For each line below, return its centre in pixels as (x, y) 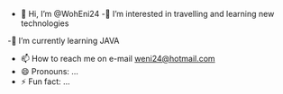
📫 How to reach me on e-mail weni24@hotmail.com (118, 59)
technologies (45, 23)
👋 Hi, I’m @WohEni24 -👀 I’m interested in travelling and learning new (147, 14)
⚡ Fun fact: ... (45, 81)
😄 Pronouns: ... (50, 71)
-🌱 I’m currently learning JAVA (64, 41)
